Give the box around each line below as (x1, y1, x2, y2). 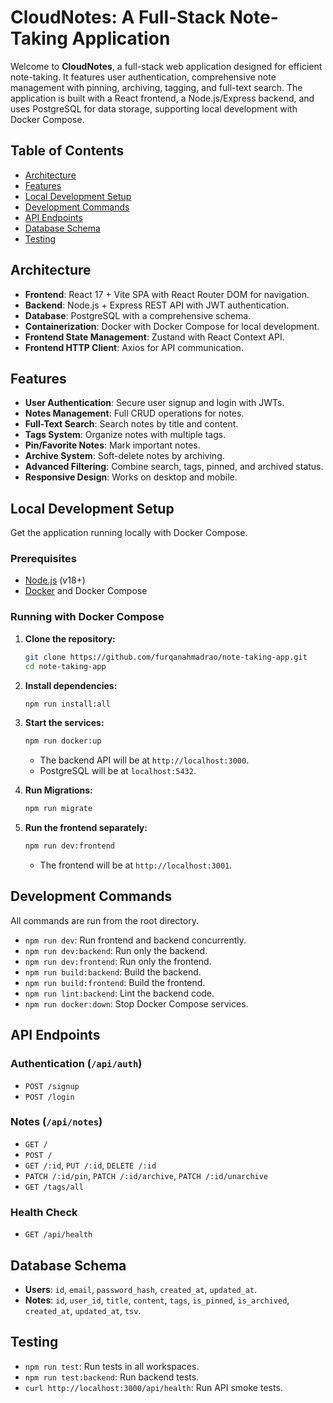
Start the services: (24, 717, 105, 729)
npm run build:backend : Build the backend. (24, 966, 202, 978)
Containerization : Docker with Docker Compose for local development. (24, 320, 320, 332)
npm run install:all (24, 699, 111, 709)
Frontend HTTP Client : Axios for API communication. (24, 341, 244, 353)
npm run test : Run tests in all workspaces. (24, 1360, 200, 1372)
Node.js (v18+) (24, 574, 86, 586)
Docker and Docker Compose (24, 585, 148, 597)
